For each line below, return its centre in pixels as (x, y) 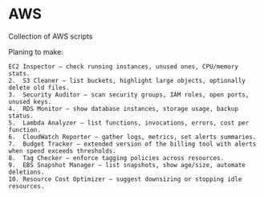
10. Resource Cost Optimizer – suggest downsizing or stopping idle (125, 179)
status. (21, 116)
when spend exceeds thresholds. (62, 151)
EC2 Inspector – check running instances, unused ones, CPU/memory (124, 66)
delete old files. (39, 88)
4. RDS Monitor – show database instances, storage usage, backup (124, 109)
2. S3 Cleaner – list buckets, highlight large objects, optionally (127, 80)
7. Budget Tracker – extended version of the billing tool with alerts (132, 144)
